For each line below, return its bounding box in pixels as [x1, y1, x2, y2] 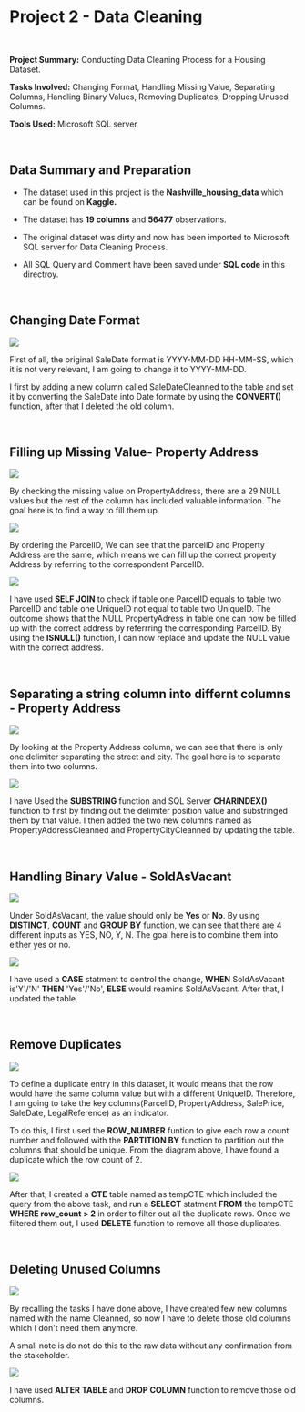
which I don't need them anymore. [9, 1322, 138, 1333]
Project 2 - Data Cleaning [9, 6, 203, 27]
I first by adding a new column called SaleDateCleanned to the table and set [9, 381, 294, 392]
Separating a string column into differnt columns [9, 686, 291, 702]
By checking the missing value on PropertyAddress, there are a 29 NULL [9, 485, 281, 497]
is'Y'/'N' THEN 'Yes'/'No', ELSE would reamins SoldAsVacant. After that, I [9, 983, 284, 994]
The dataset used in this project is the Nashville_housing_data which [22, 187, 284, 198]
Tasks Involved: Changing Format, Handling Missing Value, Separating [9, 81, 276, 92]
